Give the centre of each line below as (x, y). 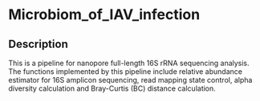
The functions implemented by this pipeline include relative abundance (126, 72)
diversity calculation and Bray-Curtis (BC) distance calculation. (112, 88)
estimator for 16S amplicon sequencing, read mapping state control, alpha (130, 80)
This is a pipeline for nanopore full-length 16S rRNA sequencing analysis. (129, 63)
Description (38, 44)
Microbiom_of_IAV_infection (104, 15)
